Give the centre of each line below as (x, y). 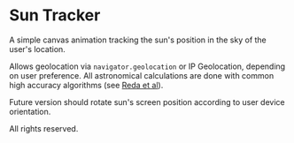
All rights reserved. (44, 128)
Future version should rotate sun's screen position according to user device (147, 102)
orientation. (30, 111)
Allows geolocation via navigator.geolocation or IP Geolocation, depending (147, 66)
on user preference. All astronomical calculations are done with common (142, 75)
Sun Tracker (55, 15)
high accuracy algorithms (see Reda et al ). (86, 85)
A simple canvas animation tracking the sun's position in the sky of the (138, 40)
